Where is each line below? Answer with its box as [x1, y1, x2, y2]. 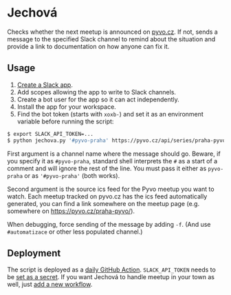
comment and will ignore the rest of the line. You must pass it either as [7, 164, 207, 172]
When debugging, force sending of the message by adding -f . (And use [7, 220, 211, 228]
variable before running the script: [16, 117, 114, 125]
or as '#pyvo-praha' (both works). [23, 171, 120, 180]
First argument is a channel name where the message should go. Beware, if [7, 150, 221, 158]
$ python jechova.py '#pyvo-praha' [7, 136, 109, 144]
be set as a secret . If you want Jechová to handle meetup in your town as [7, 273, 215, 281]
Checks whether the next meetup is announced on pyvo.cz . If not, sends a [7, 28, 218, 36]
